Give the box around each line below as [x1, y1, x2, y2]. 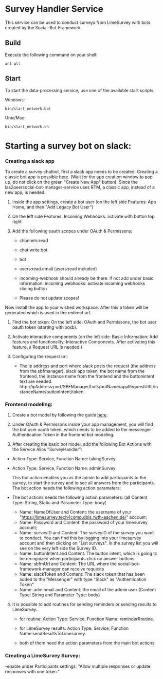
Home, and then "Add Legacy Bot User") [12, 204, 94, 210]
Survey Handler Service [5, 3, 104, 15]
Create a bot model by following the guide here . [12, 412, 108, 418]
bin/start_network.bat [5, 106, 51, 111]
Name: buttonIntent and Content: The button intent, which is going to [19, 550, 158, 556]
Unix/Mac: [5, 114, 26, 120]
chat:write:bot [19, 247, 48, 253]
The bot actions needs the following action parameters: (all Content [12, 494, 147, 500]
